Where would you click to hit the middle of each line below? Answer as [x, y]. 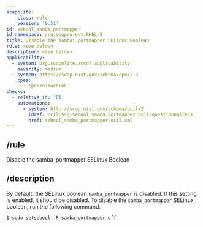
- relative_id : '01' [38, 97]
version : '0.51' [38, 23]
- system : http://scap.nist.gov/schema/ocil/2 [83, 109]
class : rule [33, 18]
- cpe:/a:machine [45, 86]
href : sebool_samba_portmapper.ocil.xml [81, 120]
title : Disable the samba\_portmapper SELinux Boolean [78, 40]
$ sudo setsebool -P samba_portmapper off [61, 218]
